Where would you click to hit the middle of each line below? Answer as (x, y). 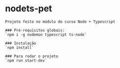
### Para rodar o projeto (31, 56)
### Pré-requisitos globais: (35, 30)
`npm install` (20, 47)
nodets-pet (29, 9)
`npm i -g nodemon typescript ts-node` (46, 34)
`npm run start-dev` (26, 60)
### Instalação (21, 43)
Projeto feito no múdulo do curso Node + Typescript (60, 22)
